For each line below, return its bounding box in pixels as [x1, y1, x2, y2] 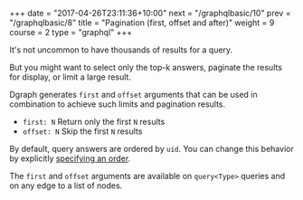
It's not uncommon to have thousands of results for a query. [9, 44, 233, 55]
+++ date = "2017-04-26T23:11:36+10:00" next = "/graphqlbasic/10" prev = [9, 8, 291, 18]
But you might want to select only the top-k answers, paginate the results [9, 62, 283, 72]
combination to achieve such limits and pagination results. [9, 99, 226, 110]
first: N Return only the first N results [22, 117, 166, 127]
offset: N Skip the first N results [22, 126, 143, 137]
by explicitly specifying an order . [9, 153, 131, 164]
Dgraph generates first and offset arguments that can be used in [9, 90, 258, 100]
